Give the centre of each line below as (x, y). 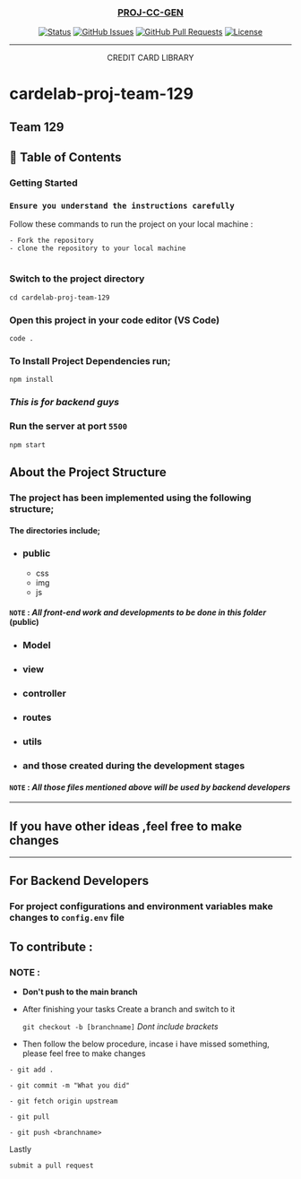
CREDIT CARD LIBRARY (150, 58)
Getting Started (43, 183)
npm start (28, 445)
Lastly (21, 1149)
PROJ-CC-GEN (150, 13)
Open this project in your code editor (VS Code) (115, 320)
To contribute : (51, 946)
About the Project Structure (88, 472)
